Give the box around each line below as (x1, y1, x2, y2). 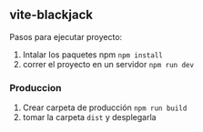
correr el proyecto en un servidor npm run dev (22, 58, 194, 69)
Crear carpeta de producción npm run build (22, 102, 188, 113)
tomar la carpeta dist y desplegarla (22, 112, 157, 123)
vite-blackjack (9, 7, 94, 23)
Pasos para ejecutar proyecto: (9, 31, 123, 42)
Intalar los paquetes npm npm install (22, 49, 164, 60)
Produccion (9, 81, 62, 94)
